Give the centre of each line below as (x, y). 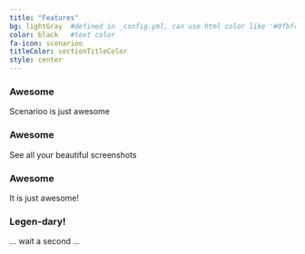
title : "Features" (44, 18)
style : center (36, 60)
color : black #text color (63, 34)
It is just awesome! (44, 198)
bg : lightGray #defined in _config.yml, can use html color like (138, 26)
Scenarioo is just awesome (60, 112)
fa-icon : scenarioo (46, 43)
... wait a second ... (44, 241)
